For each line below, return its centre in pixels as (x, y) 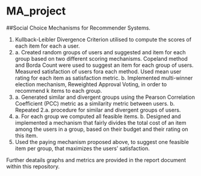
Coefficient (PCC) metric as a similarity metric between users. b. (95, 103)
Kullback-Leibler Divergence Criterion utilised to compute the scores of (103, 39)
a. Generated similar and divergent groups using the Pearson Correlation (105, 97)
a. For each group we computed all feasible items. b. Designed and (98, 116)
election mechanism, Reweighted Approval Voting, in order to (91, 84)
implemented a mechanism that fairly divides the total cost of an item (100, 122)
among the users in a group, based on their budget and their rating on (101, 129)
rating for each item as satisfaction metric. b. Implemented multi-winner (104, 78)
